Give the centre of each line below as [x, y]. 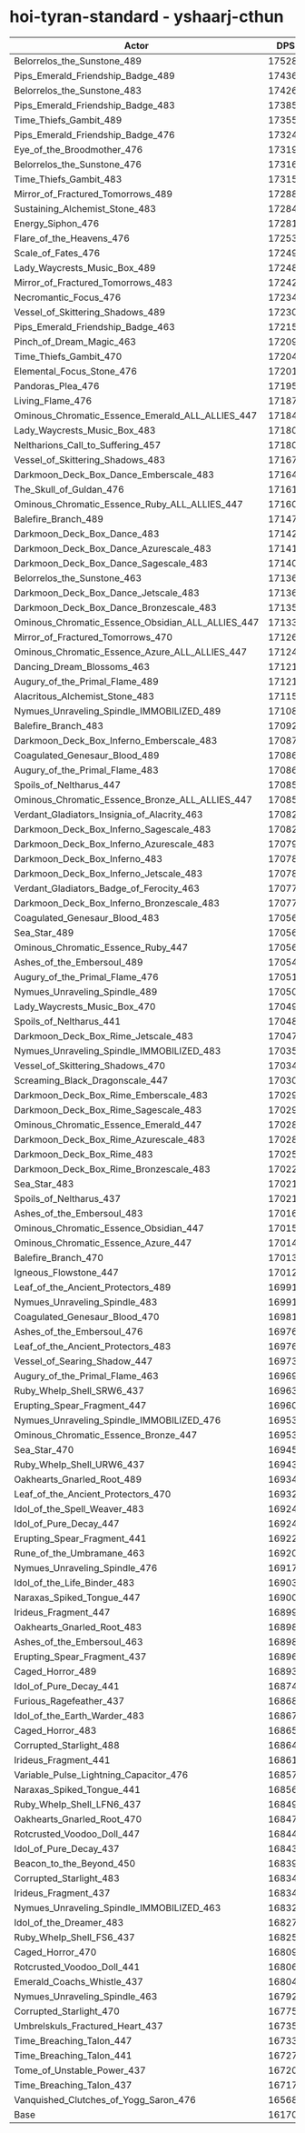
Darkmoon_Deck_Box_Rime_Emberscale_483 [111, 1095]
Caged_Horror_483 [55, 1730]
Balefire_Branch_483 [59, 726]
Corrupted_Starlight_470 [67, 2011]
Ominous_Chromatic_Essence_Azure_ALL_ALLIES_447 [131, 652]
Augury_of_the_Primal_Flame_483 [86, 770]
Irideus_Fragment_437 [62, 1893]
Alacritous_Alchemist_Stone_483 [84, 696]
